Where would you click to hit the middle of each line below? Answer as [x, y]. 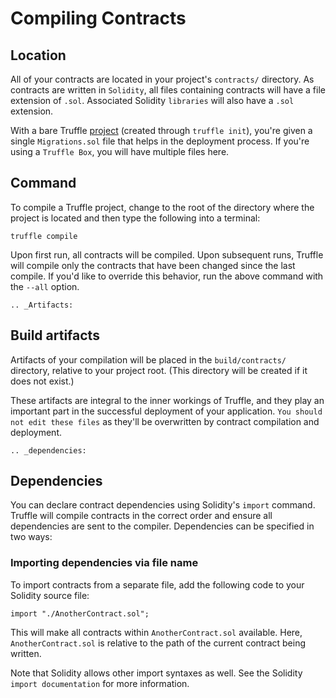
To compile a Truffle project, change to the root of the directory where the [162, 207]
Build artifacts [55, 335]
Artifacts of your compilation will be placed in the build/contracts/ [148, 359]
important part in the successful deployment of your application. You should [166, 411]
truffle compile [44, 236]
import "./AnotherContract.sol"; [80, 613]
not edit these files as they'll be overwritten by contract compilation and [165, 421]
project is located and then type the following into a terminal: [135, 218]
